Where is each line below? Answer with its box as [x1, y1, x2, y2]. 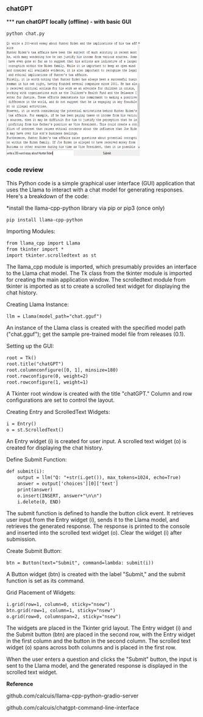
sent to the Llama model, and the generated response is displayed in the [6, 662, 188, 669]
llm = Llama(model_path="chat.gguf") [6, 313, 102, 319]
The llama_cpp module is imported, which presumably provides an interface [6, 263, 197, 270]
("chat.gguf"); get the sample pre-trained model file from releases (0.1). [6, 330, 186, 338]
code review [6, 166, 44, 174]
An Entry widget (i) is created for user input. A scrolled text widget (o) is [6, 437, 187, 444]
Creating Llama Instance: [6, 301, 69, 308]
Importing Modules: [6, 227, 56, 235]
